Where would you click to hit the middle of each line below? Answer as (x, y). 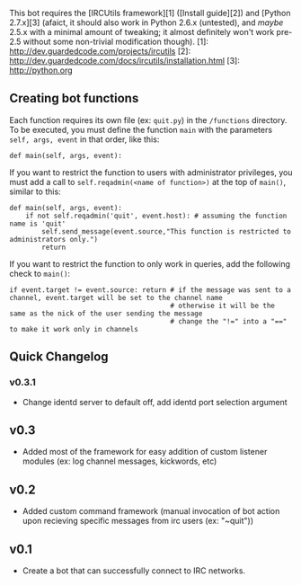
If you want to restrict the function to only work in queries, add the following (150, 263)
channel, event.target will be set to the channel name (116, 297)
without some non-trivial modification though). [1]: (116, 41)
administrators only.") (54, 239)
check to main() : (40, 273)
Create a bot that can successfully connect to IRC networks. (133, 571)
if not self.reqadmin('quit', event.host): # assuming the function (156, 216)
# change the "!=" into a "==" (229, 321)
